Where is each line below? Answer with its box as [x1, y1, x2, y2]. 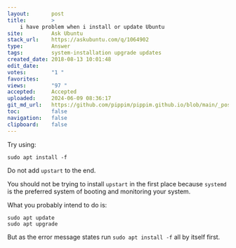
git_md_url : [7, 102, 42, 109]
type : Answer [7, 43, 71, 50]
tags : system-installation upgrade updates [7, 50, 162, 57]
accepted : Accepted [7, 88, 77, 95]
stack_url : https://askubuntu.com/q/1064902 [7, 36, 150, 43]
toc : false [7, 108, 68, 115]
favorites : [7, 75, 39, 83]
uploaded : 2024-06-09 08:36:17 [7, 95, 112, 102]
